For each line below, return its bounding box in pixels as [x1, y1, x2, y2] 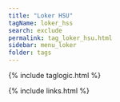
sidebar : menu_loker [8, 41, 78, 49]
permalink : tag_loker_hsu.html [8, 33, 113, 42]
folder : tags [8, 49, 52, 57]
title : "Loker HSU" [8, 11, 74, 20]
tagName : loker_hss [8, 19, 74, 27]
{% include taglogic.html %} [8, 71, 102, 80]
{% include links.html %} [8, 86, 90, 96]
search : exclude [8, 26, 62, 34]
